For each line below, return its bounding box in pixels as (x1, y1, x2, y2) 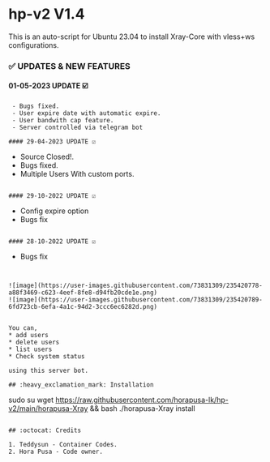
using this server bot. (8, 366, 89, 375)
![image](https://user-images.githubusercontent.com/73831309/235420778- (8, 281, 264, 290)
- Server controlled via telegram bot (11, 123, 144, 132)
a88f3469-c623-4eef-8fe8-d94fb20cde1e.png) (8, 289, 158, 297)
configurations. (8, 40, 59, 49)
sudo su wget (8, 395, 54, 405)
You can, (8, 324, 38, 332)
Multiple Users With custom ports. (19, 169, 135, 179)
